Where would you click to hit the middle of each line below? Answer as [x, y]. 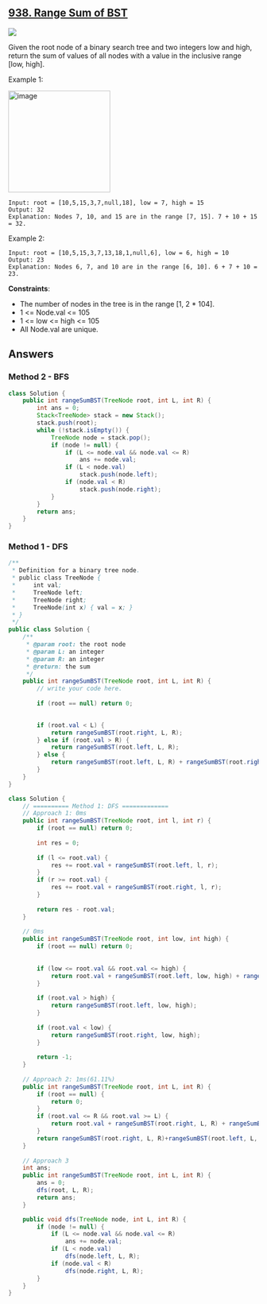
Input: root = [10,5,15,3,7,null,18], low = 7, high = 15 [106, 203]
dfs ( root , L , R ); [65, 1190]
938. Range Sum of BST [68, 13]
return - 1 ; [55, 1057]
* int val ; [37, 586]
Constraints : [29, 288]
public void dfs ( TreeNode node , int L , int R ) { [104, 1219]
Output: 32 [26, 210]
